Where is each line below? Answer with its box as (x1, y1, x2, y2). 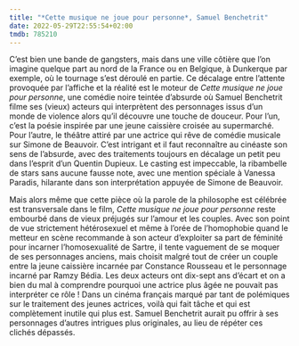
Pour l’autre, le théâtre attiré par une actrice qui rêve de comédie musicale (9, 130, 281, 141)
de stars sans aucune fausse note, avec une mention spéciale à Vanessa (9, 168, 276, 178)
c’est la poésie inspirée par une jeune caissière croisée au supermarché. (9, 120, 274, 131)
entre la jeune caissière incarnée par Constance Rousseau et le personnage (9, 260, 287, 272)
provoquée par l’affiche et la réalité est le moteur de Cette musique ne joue (9, 82, 283, 94)
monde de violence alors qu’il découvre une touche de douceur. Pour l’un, (9, 111, 280, 121)
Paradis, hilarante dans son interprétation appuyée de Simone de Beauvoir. (9, 177, 284, 188)
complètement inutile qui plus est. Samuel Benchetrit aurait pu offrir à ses (9, 309, 279, 319)
